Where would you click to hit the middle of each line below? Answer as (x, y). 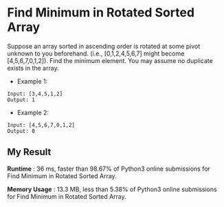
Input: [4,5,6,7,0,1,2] (41, 125)
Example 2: (33, 112)
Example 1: (32, 81)
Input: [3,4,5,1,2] (35, 94)
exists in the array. (33, 68)
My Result (29, 152)
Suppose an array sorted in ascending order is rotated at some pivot (104, 46)
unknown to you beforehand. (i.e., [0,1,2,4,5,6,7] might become (96, 53)
